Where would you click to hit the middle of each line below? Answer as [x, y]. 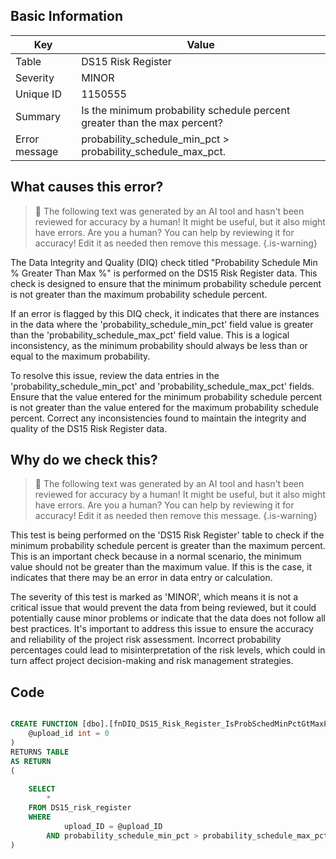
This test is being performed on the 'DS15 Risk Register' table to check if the [167, 535]
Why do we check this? [84, 460]
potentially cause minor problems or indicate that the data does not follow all [168, 618]
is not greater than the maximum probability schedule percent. [139, 294]
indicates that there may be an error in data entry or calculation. [141, 578]
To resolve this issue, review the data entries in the [115, 375]
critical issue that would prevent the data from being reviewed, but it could [163, 608]
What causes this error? [87, 187]
